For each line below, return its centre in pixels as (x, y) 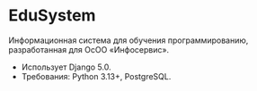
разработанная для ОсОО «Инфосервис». (89, 49)
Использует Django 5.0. (66, 67)
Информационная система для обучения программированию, (128, 40)
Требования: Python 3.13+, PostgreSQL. (96, 76)
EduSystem (52, 16)
